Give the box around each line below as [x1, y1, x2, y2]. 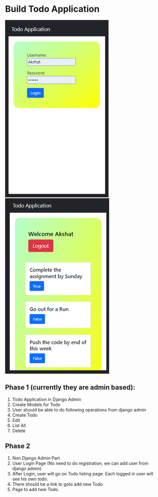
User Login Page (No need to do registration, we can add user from [12, 460, 149, 466]
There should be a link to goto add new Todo [12, 481, 103, 487]
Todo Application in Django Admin [12, 396, 81, 402]
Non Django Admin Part [12, 455, 60, 461]
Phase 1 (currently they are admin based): [5, 383, 136, 392]
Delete [12, 428, 26, 434]
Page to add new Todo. [12, 486, 59, 492]
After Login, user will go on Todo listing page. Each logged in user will [12, 470, 154, 476]
